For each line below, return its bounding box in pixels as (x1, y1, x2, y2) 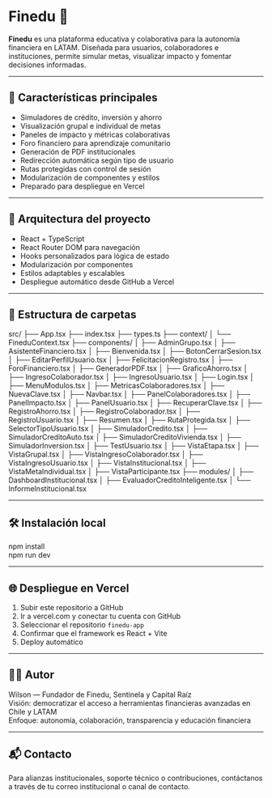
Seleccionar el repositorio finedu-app (19, 620, 144, 630)
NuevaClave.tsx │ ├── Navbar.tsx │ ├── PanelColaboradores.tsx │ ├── (8, 389, 251, 399)
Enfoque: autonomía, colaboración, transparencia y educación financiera (8, 715, 251, 725)
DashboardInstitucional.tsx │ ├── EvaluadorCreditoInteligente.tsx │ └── (8, 475, 251, 485)
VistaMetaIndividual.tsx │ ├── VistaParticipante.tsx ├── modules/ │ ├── (8, 467, 254, 477)
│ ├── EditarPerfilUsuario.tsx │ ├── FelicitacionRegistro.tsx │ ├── (8, 355, 233, 365)
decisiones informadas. (8, 60, 87, 70)
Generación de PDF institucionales (19, 146, 136, 156)
